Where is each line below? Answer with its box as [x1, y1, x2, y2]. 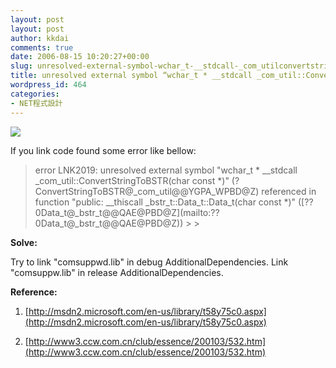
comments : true [10, 42, 74, 53]
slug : [10, 61, 33, 71]
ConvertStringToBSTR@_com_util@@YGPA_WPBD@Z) [34, 185, 260, 197]
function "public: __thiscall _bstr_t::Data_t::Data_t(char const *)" [34, 196, 297, 208]
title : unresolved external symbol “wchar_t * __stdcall [10, 71, 253, 81]
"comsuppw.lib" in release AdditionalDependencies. [10, 266, 224, 278]
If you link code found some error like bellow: [10, 144, 197, 156]
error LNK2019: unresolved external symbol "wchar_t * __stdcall [34, 164, 298, 176]
